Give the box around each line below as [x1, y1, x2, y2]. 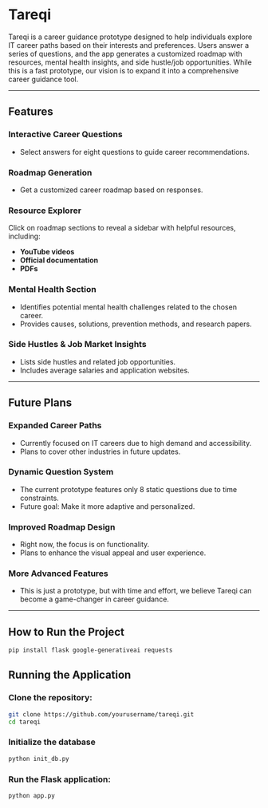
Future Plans [8, 396, 73, 410]
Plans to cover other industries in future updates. [19, 447, 181, 456]
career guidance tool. [8, 74, 79, 84]
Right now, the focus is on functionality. [19, 540, 150, 550]
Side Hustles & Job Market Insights [8, 339, 147, 350]
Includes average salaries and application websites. [19, 365, 190, 375]
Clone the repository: [8, 692, 93, 704]
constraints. [19, 493, 60, 503]
